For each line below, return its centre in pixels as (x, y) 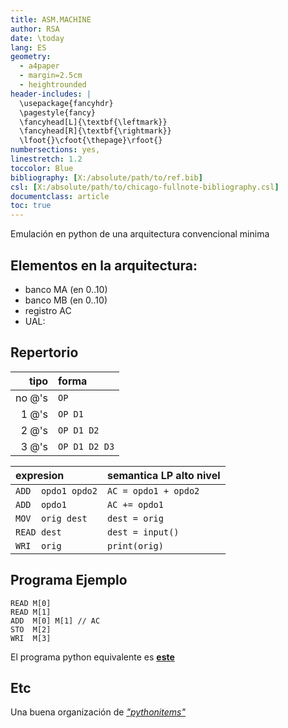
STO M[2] (31, 629)
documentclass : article (60, 196)
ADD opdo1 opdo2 (56, 490)
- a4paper (39, 66)
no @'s (32, 398)
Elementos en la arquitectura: (104, 265)
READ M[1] (31, 612)
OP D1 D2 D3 (86, 446)
